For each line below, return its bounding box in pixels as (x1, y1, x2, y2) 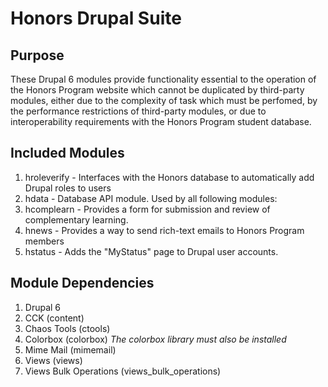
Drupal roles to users (24, 182, 112, 194)
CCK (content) (24, 312, 85, 324)
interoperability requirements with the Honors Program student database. (10, 116, 312, 127)
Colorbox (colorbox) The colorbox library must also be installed (24, 333, 287, 345)
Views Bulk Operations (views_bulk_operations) (24, 365, 222, 377)
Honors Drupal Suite (10, 7, 182, 30)
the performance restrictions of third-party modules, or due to (10, 105, 267, 117)
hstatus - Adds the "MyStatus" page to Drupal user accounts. (24, 245, 279, 257)
